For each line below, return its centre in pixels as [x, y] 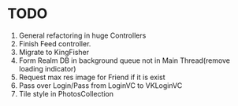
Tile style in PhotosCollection [66, 93]
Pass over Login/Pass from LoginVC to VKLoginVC [100, 85]
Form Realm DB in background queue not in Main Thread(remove [124, 60]
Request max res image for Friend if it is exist [92, 77]
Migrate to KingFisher [54, 52]
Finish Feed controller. [55, 43]
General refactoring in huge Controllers [82, 35]
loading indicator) [47, 68]
